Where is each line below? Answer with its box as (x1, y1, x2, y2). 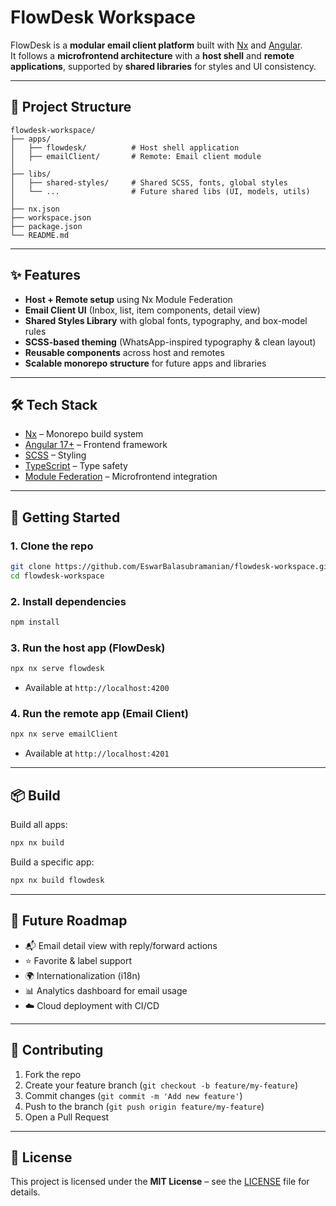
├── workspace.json (10, 212, 92, 223)
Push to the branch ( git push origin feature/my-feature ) (24, 1100, 265, 1112)
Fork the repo (24, 1068, 82, 1080)
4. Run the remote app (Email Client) (10, 707, 189, 721)
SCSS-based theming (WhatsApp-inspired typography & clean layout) (24, 336, 317, 348)
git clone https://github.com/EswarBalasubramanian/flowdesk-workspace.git (10, 562, 333, 572)
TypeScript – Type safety (24, 460, 128, 472)
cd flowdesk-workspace (10, 571, 105, 581)
